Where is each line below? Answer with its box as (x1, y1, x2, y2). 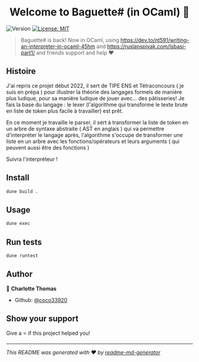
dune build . (6, 188, 38, 195)
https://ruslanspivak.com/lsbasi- (107, 43, 187, 50)
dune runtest (6, 252, 38, 259)
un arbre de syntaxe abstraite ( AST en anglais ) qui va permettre (6, 125, 165, 132)
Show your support (6, 314, 79, 324)
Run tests (6, 237, 42, 247)
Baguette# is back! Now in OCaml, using (20, 36, 120, 43)
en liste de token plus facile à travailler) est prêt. (6, 107, 123, 115)
